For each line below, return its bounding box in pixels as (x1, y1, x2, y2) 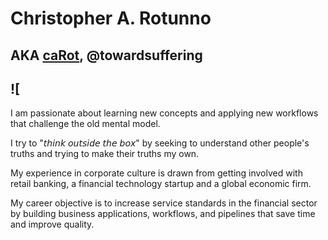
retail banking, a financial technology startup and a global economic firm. (10, 178, 312, 190)
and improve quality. (10, 218, 95, 231)
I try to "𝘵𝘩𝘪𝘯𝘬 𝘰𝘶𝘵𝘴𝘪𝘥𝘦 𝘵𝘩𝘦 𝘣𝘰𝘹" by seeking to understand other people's (10, 137, 310, 149)
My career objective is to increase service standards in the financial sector (10, 197, 318, 209)
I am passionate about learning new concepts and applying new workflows (10, 107, 319, 119)
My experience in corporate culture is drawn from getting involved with (10, 167, 303, 179)
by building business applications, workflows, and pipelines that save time (10, 208, 316, 220)
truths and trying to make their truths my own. (10, 148, 200, 160)
